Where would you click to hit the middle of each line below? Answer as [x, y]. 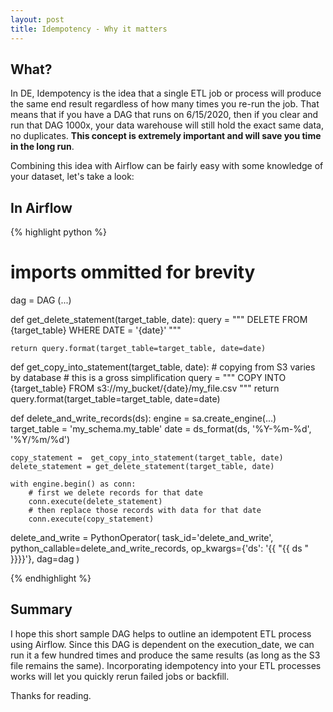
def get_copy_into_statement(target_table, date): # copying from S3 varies [163, 367]
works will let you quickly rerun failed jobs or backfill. [120, 676]
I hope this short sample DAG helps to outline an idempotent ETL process [161, 633]
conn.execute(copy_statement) [91, 519]
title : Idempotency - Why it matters [89, 29]
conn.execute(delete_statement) [95, 502]
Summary [41, 609]
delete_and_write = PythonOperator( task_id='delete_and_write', [142, 538]
